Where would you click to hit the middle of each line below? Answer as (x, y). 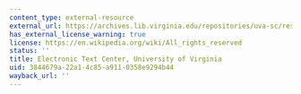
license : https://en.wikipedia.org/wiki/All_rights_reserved (126, 43)
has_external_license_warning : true (77, 34)
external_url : (36, 26)
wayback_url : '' (39, 76)
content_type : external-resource (72, 17)
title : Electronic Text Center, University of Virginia (116, 59)
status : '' (30, 51)
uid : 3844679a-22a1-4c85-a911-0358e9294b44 (92, 68)
